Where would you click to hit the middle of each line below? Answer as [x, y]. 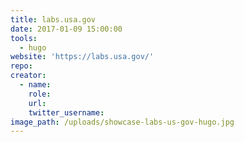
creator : [28, 76]
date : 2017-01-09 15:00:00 [66, 29]
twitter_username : [66, 112]
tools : [24, 38]
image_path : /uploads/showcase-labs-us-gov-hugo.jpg [122, 122]
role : [40, 94]
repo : [21, 66]
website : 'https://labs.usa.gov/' [82, 57]
